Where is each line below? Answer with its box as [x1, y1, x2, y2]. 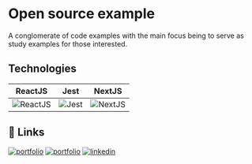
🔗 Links [8, 125, 45, 139]
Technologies [8, 62, 77, 76]
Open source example [8, 5, 156, 23]
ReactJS [15, 85, 48, 96]
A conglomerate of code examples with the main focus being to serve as [8, 31, 245, 40]
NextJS [93, 85, 122, 96]
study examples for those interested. [8, 39, 128, 48]
